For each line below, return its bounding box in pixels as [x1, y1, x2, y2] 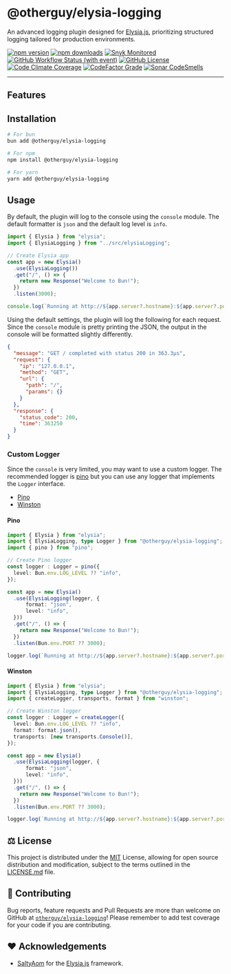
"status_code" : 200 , [19, 414, 78, 421]
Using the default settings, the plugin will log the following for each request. [7, 315, 222, 323]
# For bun [7, 131, 36, 139]
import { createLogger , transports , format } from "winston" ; [7, 695, 189, 702]
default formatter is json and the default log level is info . [7, 220, 168, 228]
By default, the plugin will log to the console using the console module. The [7, 212, 220, 221]
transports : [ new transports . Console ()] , [13, 733, 134, 740]
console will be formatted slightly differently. [7, 329, 133, 338]
